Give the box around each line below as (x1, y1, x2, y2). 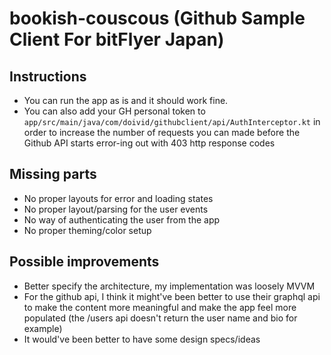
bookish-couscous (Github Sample (9, 7, 306, 30)
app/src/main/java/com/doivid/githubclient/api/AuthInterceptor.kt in (23, 116, 321, 127)
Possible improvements (9, 253, 160, 271)
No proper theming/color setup (23, 224, 152, 236)
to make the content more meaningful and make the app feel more (23, 301, 297, 313)
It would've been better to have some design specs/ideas (23, 333, 261, 345)
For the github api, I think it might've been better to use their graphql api (23, 290, 321, 302)
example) (23, 322, 63, 334)
